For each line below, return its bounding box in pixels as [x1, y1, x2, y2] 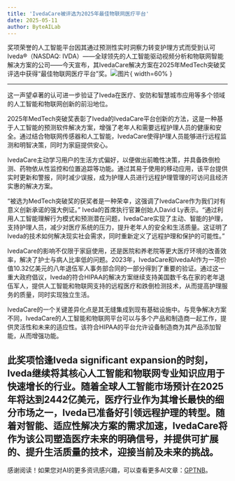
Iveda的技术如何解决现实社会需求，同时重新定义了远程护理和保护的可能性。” [7, 232, 225, 240]
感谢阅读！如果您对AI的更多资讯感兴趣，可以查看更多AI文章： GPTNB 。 [7, 466, 212, 475]
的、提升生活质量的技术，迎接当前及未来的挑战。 [7, 446, 219, 458]
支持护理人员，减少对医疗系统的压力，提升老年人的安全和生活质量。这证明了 [7, 223, 228, 232]
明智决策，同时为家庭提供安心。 [19, 141, 112, 149]
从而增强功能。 [19, 332, 63, 340]
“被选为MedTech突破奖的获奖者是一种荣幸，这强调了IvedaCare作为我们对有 [7, 197, 226, 205]
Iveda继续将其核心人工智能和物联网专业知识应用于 [7, 367, 225, 379]
